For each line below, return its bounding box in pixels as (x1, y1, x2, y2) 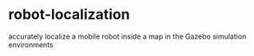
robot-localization (8, 6, 130, 24)
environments (8, 39, 54, 49)
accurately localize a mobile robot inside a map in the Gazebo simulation (8, 32, 247, 41)
